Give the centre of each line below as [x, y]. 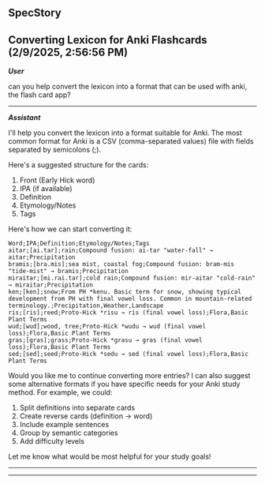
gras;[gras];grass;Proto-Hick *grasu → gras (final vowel [105, 340]
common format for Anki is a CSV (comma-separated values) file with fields [131, 141]
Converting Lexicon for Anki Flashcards [108, 40]
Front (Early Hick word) [57, 180]
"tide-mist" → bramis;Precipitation [68, 272]
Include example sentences [64, 425]
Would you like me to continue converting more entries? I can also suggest [129, 376]
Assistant [24, 118]
